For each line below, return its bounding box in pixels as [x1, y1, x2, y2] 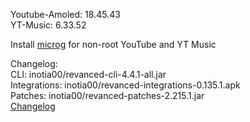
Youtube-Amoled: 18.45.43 [10, 9, 121, 20]
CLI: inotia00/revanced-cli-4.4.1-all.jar [10, 69, 167, 80]
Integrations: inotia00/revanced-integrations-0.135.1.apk [10, 79, 241, 91]
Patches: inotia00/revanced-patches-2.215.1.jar [10, 90, 205, 101]
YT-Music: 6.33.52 [10, 19, 87, 31]
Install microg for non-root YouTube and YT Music [10, 39, 217, 50]
